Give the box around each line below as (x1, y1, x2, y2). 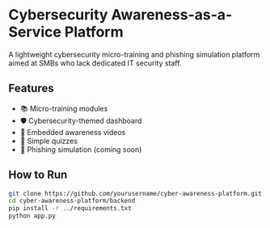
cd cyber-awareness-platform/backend (8, 196, 136, 205)
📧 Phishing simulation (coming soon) (19, 144, 142, 154)
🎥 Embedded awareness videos (19, 127, 126, 137)
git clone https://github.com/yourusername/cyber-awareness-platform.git (8, 189, 263, 197)
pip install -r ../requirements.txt (8, 205, 132, 213)
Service (8, 23, 62, 41)
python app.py (8, 212, 57, 220)
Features (8, 82, 54, 95)
